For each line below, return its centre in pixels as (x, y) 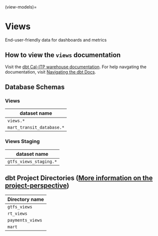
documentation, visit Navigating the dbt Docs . (50, 72)
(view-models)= (21, 7)
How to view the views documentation (63, 55)
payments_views (25, 220)
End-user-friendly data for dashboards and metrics (56, 40)
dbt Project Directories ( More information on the (79, 178)
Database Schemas (35, 87)
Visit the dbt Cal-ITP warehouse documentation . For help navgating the (76, 67)
